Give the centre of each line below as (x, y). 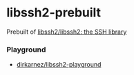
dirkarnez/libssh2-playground (59, 65)
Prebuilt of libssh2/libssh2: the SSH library (67, 32)
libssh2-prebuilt (54, 13)
